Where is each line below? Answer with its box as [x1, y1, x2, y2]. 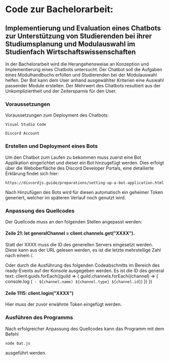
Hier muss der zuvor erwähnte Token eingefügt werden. [5, 301, 122, 308]
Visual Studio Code [5, 122, 47, 127]
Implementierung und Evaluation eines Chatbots [5, 24, 161, 32]
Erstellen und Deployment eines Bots [5, 143, 98, 150]
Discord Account [5, 131, 39, 136]
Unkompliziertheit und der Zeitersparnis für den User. [5, 88, 117, 94]
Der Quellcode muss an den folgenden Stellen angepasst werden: [5, 218, 143, 224]
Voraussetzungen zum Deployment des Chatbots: [5, 112, 109, 118]
